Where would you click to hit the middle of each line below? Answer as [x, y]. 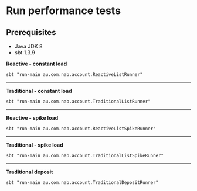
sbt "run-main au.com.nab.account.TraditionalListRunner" [78, 102]
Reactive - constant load [37, 64]
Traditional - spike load [35, 145]
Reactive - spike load [32, 118]
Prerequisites [31, 32]
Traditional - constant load [39, 91]
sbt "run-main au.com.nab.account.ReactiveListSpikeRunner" [81, 129]
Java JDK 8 [28, 46]
